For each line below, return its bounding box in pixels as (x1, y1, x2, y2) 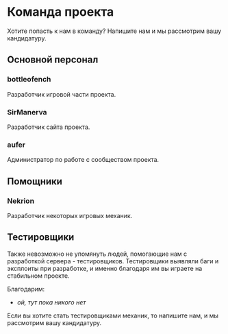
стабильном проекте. (7, 272, 70, 280)
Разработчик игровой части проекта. (7, 90, 116, 98)
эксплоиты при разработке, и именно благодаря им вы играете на (7, 264, 203, 272)
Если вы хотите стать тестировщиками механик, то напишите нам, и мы (7, 311, 219, 320)
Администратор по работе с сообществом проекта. (7, 156, 160, 164)
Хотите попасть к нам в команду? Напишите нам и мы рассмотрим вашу (7, 27, 222, 35)
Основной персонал (7, 54, 99, 66)
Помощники (7, 176, 63, 187)
